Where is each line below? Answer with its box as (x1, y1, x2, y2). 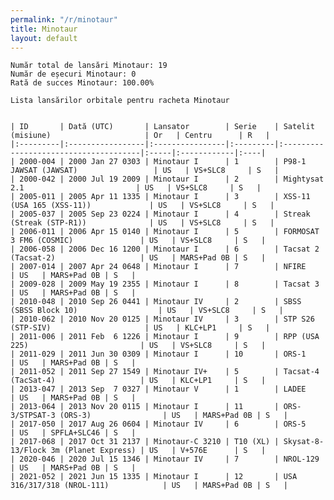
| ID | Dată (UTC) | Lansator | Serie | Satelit (10, 122, 315, 132)
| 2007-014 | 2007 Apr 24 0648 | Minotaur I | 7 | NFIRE (10, 262, 307, 272)
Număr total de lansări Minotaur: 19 (10, 61, 168, 71)
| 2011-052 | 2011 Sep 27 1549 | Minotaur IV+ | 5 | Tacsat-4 (10, 367, 320, 377)
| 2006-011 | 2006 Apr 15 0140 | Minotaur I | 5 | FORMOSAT (10, 227, 320, 237)
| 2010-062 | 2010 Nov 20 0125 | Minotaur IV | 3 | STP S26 (10, 314, 315, 325)
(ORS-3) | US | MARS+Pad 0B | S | (59, 411, 288, 421)
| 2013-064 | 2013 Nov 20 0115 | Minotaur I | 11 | (10, 402, 280, 412)
